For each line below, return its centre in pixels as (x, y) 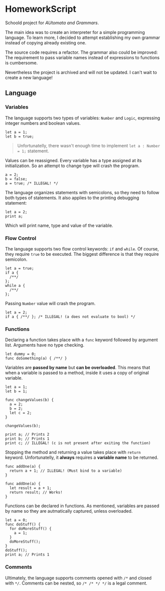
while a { (15, 285)
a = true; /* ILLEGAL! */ (32, 183)
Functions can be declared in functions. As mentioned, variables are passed (82, 506)
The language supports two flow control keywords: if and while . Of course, (82, 249)
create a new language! (29, 77)
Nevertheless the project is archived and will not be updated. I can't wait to (81, 72)
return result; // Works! (36, 492)
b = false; (16, 179)
